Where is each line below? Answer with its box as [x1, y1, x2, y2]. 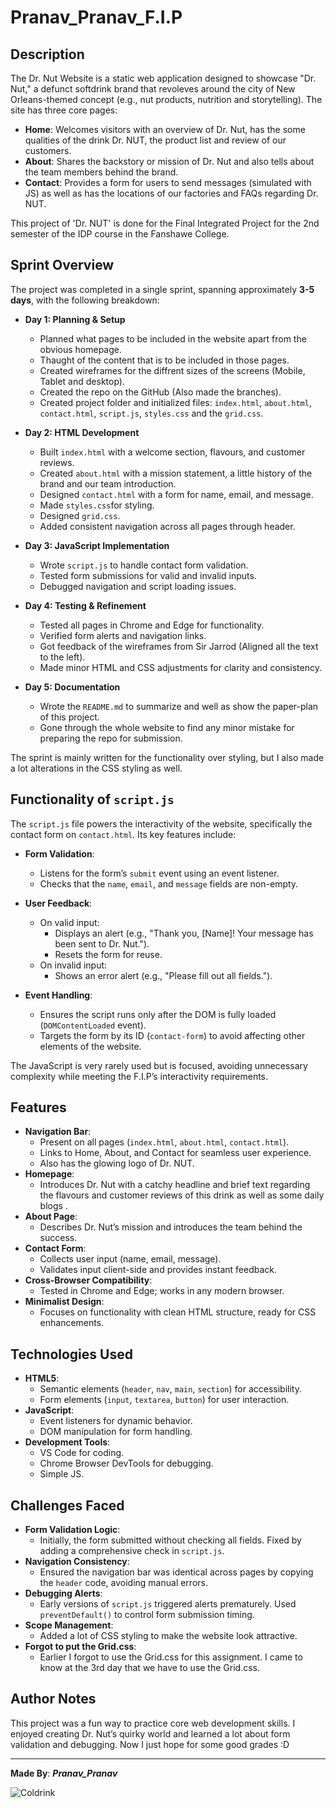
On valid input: [39, 916, 100, 928]
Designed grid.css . [39, 509, 121, 521]
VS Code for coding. [39, 1447, 125, 1459]
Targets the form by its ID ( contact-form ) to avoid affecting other [39, 1029, 306, 1041]
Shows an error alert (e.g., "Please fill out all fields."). [54, 969, 273, 981]
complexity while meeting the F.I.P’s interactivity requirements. [10, 1070, 269, 1082]
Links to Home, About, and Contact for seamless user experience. [39, 1147, 312, 1159]
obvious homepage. [39, 343, 122, 355]
